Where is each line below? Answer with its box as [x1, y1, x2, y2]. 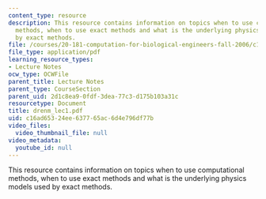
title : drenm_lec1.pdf [8, 107, 83, 115]
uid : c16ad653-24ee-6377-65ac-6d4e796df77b [8, 115, 154, 122]
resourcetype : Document [8, 99, 87, 107]
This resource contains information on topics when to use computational [8, 165, 245, 175]
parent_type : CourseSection [8, 84, 101, 93]
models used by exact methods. [8, 182, 113, 192]
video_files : [8, 122, 51, 130]
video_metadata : [8, 136, 62, 145]
